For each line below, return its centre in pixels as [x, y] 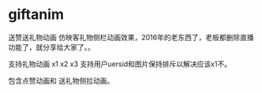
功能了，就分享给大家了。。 [51, 47]
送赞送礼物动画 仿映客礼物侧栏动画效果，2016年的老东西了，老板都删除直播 [131, 37]
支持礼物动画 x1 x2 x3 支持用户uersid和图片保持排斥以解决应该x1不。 [120, 64]
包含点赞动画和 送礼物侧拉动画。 [61, 80]
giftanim [36, 15]
